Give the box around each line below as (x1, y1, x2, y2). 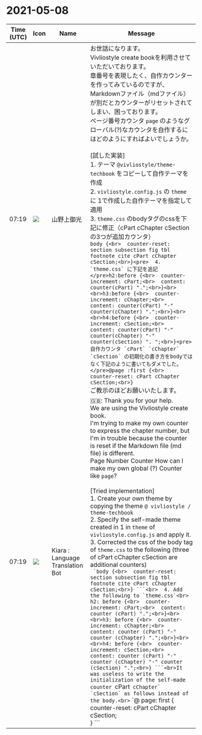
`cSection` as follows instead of (90, 690, 189, 696)
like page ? (90, 471, 117, 480)
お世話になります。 (90, 44, 144, 52)
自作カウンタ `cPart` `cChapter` (90, 345, 180, 352)
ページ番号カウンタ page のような (90, 116, 185, 125)
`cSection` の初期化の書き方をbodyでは (90, 353, 193, 360)
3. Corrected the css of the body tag (90, 537, 193, 546)
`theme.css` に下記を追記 (90, 266, 158, 272)
